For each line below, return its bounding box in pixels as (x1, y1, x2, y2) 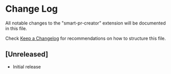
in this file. (5, 25, 27, 31)
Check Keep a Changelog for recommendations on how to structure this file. (5, 35, 166, 41)
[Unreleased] (5, 50, 49, 59)
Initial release (12, 63, 41, 69)
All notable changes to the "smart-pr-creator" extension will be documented (5, 20, 166, 26)
